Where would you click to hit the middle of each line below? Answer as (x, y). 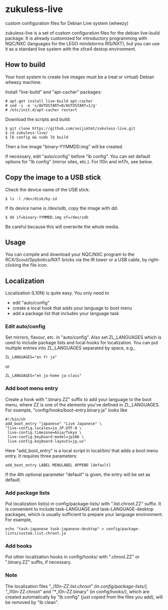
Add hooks (19, 546)
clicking (13, 265)
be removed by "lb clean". (32, 602)
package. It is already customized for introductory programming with (76, 38)
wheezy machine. (23, 82)
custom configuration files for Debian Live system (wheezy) (67, 23)
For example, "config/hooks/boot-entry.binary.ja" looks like (66, 410)
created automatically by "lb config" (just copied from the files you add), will (84, 597)
